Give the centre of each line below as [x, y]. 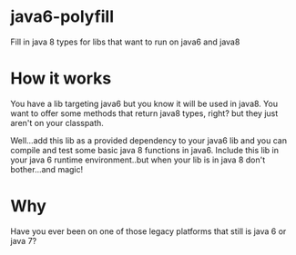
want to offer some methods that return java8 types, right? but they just [144, 113]
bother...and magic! [47, 169]
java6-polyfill [62, 17]
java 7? [24, 240]
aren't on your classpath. [57, 123]
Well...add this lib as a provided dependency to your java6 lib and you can [149, 140]
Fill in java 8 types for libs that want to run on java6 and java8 [125, 42]
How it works [61, 78]
